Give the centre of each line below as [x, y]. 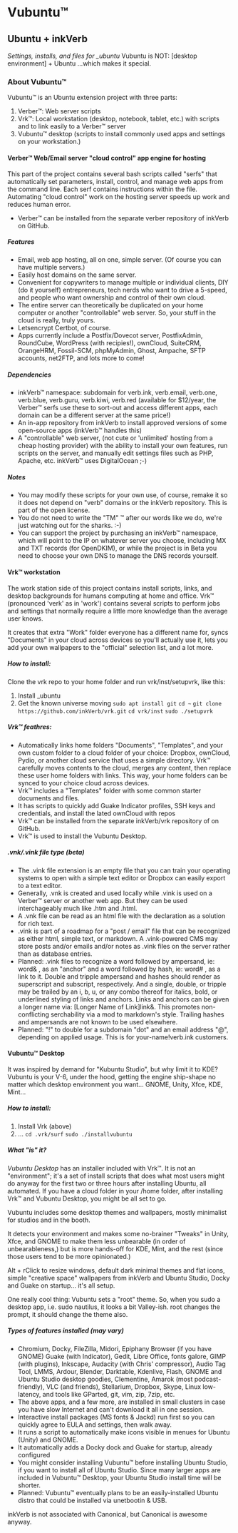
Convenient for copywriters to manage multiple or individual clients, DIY [123, 282]
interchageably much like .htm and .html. [77, 908]
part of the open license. [54, 510]
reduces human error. [39, 204]
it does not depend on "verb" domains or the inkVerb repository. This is [123, 503]
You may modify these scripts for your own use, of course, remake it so [123, 495]
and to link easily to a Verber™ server [72, 126]
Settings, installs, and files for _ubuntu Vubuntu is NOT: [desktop [102, 56]
